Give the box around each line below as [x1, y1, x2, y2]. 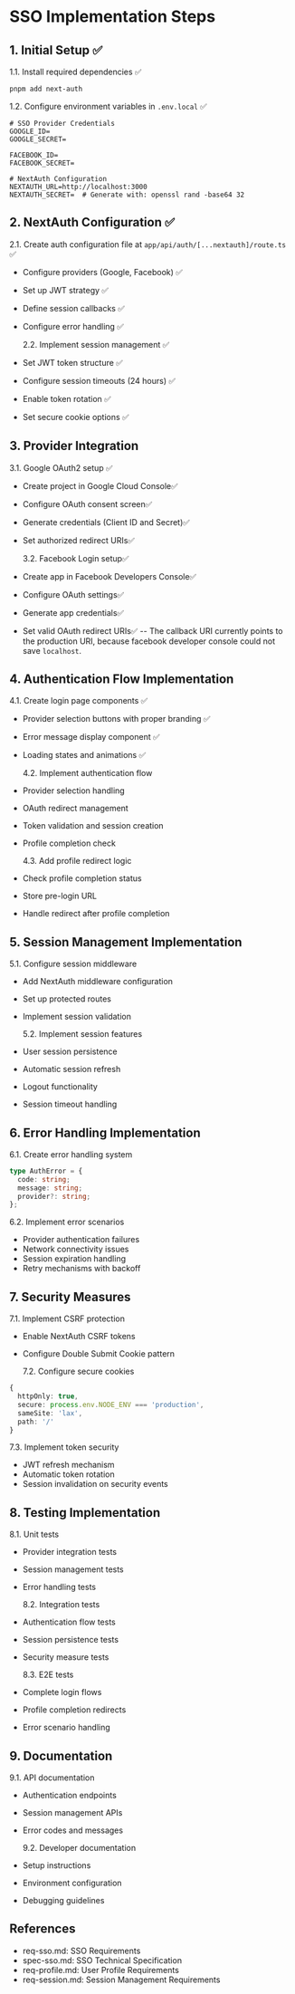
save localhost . [22, 645, 82, 656]
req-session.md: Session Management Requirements [22, 1974, 221, 1985]
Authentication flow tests [22, 1616, 116, 1627]
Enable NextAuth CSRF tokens [22, 1331, 136, 1342]
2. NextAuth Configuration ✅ [9, 215, 175, 230]
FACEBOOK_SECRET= [9, 158, 75, 168]
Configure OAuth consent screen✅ [22, 498, 153, 509]
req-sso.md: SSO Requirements [22, 1945, 141, 1956]
